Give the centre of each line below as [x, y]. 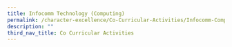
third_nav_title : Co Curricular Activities [71, 33]
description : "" [30, 26]
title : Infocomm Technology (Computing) [66, 13]
